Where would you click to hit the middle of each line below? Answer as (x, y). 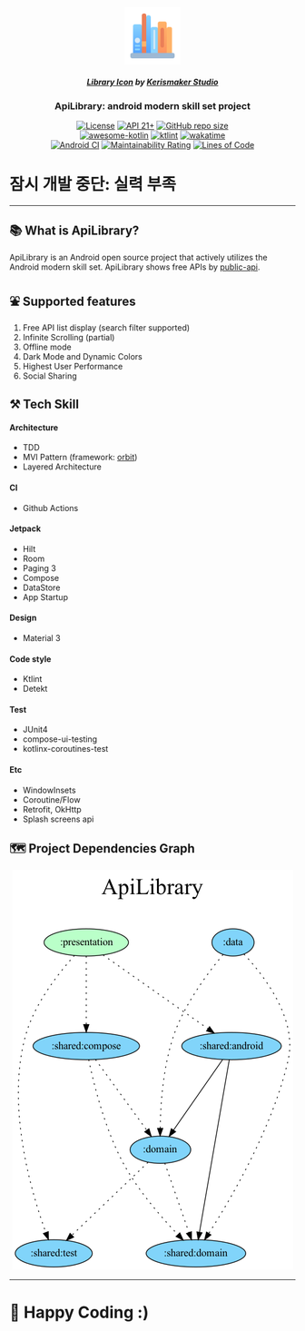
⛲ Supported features (73, 302)
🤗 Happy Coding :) (79, 1312)
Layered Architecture (62, 467)
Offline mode (47, 347)
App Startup (45, 596)
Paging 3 (39, 568)
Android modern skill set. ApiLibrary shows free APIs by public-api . (135, 267)
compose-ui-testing (60, 739)
